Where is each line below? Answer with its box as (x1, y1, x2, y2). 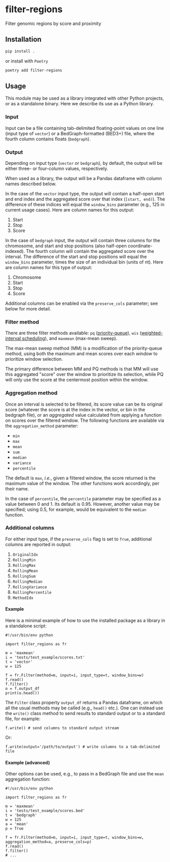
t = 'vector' (5, 659, 33, 665)
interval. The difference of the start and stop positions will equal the (5, 253, 147, 260)
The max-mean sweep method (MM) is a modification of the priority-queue (5, 345, 162, 352)
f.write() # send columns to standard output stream (5, 726, 119, 731)
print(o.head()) (5, 691, 40, 696)
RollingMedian (12, 579, 43, 584)
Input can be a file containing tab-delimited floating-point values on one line (5, 125, 164, 131)
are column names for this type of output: (5, 264, 92, 270)
